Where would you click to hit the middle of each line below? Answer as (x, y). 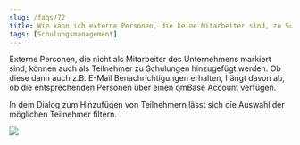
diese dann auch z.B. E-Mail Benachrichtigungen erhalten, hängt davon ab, (147, 78)
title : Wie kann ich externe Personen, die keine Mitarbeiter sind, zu (145, 26)
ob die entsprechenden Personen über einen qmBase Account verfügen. (143, 88)
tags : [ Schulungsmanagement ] (63, 34)
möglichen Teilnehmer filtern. (63, 114)
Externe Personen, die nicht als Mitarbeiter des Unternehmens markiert (141, 60)
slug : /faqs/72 (37, 17)
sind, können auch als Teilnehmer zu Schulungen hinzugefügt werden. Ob (145, 68)
